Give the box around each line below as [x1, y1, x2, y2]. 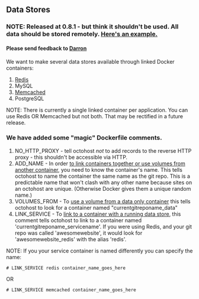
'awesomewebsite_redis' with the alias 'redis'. [14, 235, 127, 243]
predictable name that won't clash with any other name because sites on [14, 178, 192, 186]
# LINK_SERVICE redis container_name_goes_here [6, 265, 126, 271]
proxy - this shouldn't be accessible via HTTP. [14, 153, 128, 160]
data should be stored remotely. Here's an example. [6, 30, 158, 38]
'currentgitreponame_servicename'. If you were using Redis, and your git [14, 223, 192, 230]
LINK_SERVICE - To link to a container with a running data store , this [14, 210, 181, 218]
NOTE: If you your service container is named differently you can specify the [6, 247, 193, 254]
